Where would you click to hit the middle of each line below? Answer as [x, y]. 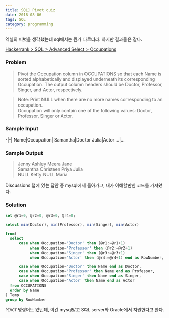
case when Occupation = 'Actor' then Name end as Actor [77, 281]
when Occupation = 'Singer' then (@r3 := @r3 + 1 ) [78, 253]
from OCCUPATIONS [28, 285]
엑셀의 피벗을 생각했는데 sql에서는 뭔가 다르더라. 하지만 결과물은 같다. [74, 39]
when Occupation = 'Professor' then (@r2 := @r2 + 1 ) [81, 248]
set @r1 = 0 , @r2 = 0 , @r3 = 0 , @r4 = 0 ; [40, 216]
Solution [16, 205]
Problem [16, 62]
